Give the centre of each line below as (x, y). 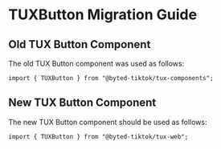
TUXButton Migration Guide (103, 15)
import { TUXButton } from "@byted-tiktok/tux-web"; (98, 137)
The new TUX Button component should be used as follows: (108, 122)
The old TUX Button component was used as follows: (96, 63)
